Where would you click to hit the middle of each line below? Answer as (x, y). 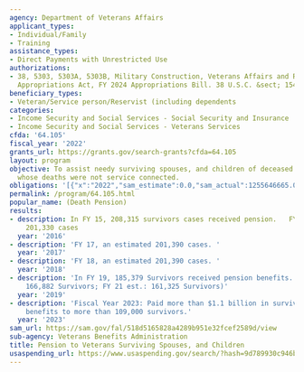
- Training (30, 43)
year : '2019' (42, 294)
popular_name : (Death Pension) (68, 203)
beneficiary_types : (46, 93)
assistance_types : (44, 51)
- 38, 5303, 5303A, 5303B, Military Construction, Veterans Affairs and (149, 77)
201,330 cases (52, 228)
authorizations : (40, 69)
